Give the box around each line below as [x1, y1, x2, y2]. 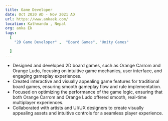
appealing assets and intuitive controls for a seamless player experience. [12, 110, 163, 116]
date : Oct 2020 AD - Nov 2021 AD [5, 12, 75, 17]
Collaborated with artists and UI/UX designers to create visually [12, 105, 144, 111]
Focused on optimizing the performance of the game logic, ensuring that [12, 89, 163, 95]
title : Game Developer [5, 7, 53, 12]
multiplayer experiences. [12, 99, 64, 105]
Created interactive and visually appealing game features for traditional [12, 78, 159, 84]
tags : [5, 30, 17, 35]
